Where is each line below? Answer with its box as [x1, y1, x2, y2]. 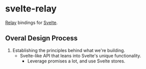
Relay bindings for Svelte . [5, 19, 58, 25]
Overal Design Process [5, 34, 78, 42]
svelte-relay [5, 3, 57, 14]
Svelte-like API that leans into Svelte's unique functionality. [19, 52, 141, 58]
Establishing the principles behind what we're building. [12, 47, 125, 53]
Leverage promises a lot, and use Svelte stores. [27, 58, 125, 64]
